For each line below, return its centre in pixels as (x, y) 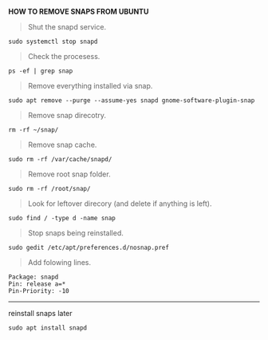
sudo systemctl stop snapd (53, 42)
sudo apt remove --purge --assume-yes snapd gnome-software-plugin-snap (132, 101)
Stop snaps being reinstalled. (75, 233)
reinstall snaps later (41, 313)
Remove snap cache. (62, 144)
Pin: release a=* (37, 284)
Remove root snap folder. (69, 174)
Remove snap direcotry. (67, 115)
